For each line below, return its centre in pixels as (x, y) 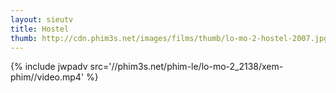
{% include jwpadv (49, 67)
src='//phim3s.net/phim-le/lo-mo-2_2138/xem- (186, 67)
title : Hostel (40, 29)
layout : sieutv (42, 19)
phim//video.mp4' (47, 77)
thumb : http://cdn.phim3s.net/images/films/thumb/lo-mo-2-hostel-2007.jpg (169, 38)
